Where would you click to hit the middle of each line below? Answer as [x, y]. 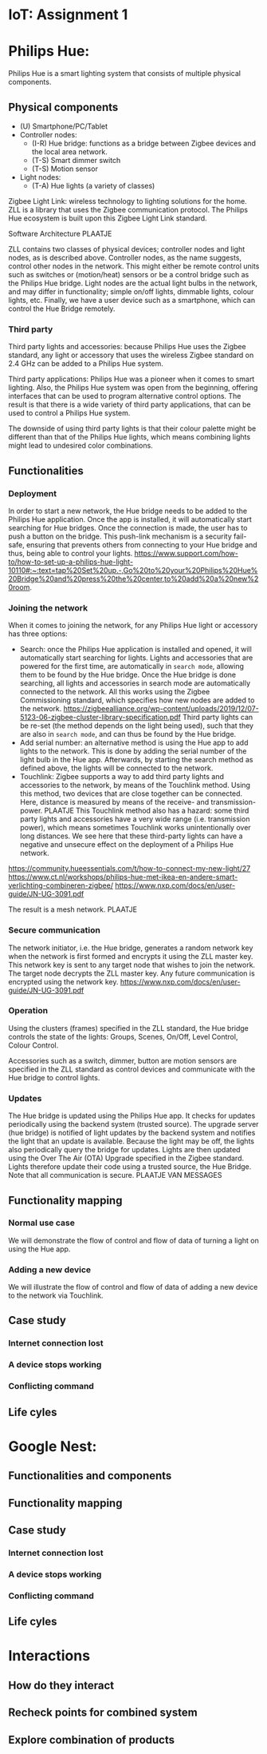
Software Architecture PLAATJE [60, 233]
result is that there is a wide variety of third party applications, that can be [130, 404]
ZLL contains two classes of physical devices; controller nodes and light [127, 249]
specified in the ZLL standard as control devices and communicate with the [132, 1069]
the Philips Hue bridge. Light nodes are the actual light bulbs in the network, [133, 283]
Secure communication [55, 930]
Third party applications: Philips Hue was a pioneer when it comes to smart [132, 379]
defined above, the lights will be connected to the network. [116, 768]
